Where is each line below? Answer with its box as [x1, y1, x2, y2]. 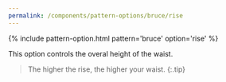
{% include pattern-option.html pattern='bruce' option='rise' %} [8, 33, 219, 43]
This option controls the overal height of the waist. [8, 49, 173, 58]
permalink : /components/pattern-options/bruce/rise [8, 11, 183, 20]
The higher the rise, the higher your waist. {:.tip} [27, 64, 185, 74]
